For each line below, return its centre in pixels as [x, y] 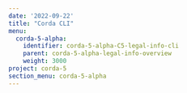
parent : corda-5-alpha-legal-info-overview [98, 53]
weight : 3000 [45, 61]
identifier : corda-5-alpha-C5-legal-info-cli [101, 46]
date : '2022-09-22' [41, 16]
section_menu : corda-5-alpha [57, 76]
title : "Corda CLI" [41, 23]
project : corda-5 [38, 69]
